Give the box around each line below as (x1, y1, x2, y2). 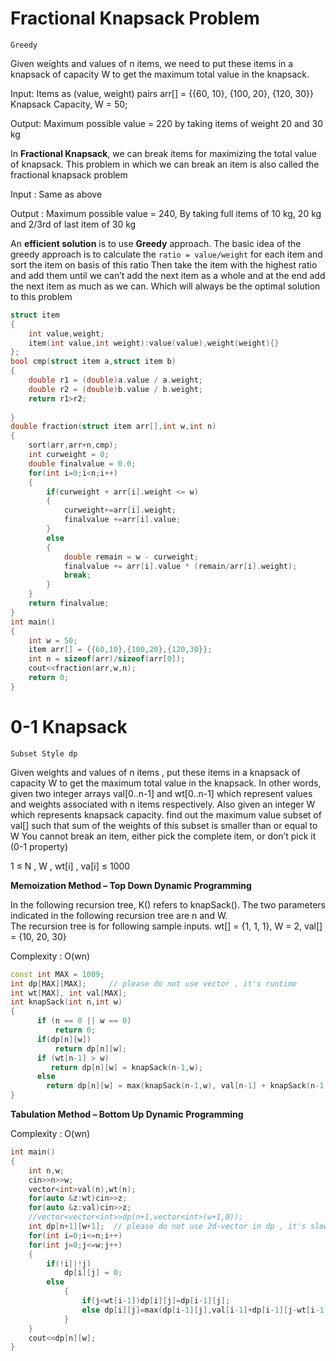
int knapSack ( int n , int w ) (10, 997, 123, 1007)
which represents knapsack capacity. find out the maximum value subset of (10, 808, 322, 821)
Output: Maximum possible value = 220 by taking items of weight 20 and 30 (10, 117, 324, 129)
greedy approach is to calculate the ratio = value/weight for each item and (10, 248, 323, 260)
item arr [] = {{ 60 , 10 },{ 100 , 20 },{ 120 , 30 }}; (28, 645, 213, 655)
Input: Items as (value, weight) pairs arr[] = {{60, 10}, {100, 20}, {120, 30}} (10, 87, 314, 99)
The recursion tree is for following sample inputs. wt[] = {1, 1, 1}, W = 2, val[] (10, 920, 323, 932)
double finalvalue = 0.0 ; (28, 458, 137, 469)
